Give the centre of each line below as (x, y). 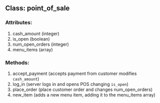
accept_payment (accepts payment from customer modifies (74, 73)
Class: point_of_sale (37, 8)
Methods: (17, 62)
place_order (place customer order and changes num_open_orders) (83, 89)
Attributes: (19, 23)
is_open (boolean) (31, 39)
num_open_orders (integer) (41, 44)
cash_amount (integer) (36, 33)
